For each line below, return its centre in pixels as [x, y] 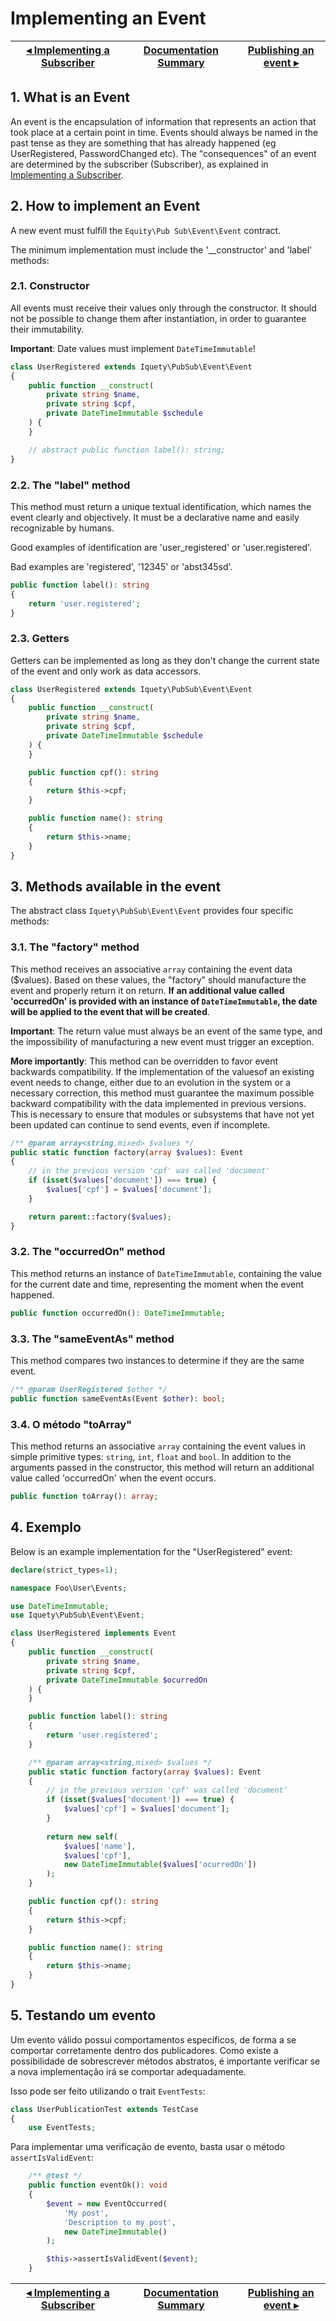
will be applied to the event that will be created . [110, 1011]
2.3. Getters [40, 639]
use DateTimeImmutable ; [60, 1606]
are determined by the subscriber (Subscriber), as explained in [139, 164]
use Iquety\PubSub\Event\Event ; [77, 1615]
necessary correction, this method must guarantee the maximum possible [162, 1093]
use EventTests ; [62, 2128]
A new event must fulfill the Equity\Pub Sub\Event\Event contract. [146, 230]
